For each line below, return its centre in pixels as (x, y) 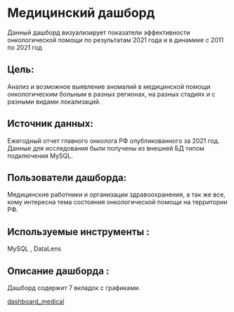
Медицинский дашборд (81, 13)
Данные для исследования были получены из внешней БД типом (106, 148)
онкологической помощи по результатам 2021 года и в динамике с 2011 (115, 39)
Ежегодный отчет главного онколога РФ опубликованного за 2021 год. (113, 141)
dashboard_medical (36, 301)
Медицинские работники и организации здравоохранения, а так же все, (117, 194)
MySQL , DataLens (34, 249)
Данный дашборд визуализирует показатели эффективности (99, 32)
